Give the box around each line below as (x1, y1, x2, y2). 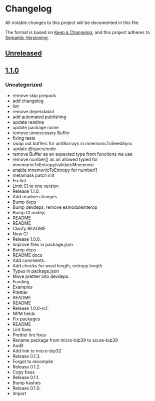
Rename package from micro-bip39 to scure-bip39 (12, 337, 118, 343)
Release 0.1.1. (12, 374, 40, 380)
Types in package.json (12, 268, 59, 274)
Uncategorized (5, 81, 42, 88)
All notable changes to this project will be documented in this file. (5, 20, 140, 26)
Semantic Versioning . (5, 35, 49, 41)
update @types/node (12, 146, 56, 152)
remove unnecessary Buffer (12, 130, 70, 136)
